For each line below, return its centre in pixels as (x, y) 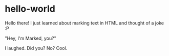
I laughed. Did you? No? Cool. (36, 48)
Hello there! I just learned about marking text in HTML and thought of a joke (84, 23)
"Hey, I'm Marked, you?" (31, 38)
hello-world (30, 9)
